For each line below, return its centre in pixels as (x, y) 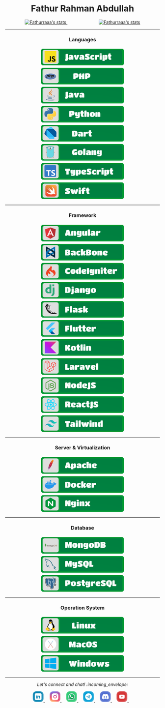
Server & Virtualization (82, 448)
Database (82, 528)
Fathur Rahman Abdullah (82, 9)
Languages (82, 39)
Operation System (82, 608)
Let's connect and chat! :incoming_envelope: (82, 684)
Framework (82, 215)
